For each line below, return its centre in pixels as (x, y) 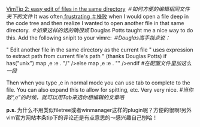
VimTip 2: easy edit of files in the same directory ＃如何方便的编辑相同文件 (98, 9)
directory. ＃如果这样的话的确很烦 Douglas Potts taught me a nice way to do (100, 30)
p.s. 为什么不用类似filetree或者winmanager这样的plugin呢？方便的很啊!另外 (99, 110)
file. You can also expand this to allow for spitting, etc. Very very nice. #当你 (100, 90)
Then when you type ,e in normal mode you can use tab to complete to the (98, 83)
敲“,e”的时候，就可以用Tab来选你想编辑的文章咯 (65, 97)
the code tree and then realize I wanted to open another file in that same (95, 23)
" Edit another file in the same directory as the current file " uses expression (100, 50)
